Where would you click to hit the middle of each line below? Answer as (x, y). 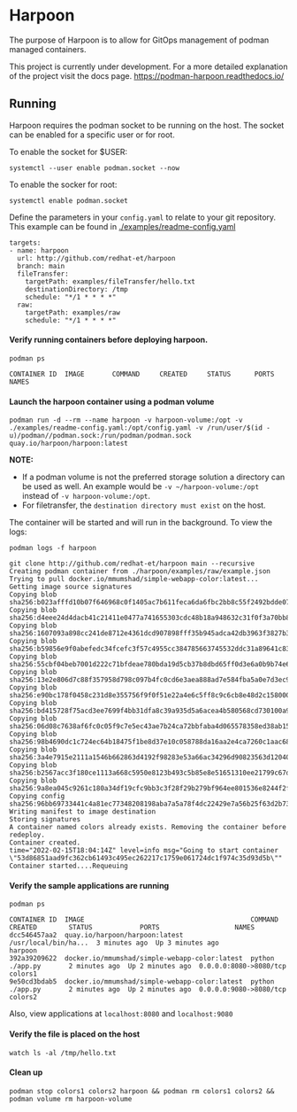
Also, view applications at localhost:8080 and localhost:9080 (121, 1014)
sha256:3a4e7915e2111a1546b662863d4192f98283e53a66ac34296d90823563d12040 (150, 758)
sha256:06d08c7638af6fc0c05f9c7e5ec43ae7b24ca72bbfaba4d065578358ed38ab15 (150, 727)
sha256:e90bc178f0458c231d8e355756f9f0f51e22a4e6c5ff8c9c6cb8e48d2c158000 (150, 696)
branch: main (41, 266)
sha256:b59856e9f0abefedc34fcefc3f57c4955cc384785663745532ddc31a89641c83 (150, 649)
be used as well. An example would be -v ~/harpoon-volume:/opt (140, 486)
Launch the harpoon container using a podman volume (112, 401)
